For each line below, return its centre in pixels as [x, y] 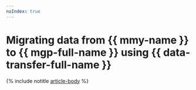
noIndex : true [23, 11]
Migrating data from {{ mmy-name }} [97, 40]
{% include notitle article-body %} [48, 81]
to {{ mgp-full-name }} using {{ [84, 52]
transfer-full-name [53, 65]
